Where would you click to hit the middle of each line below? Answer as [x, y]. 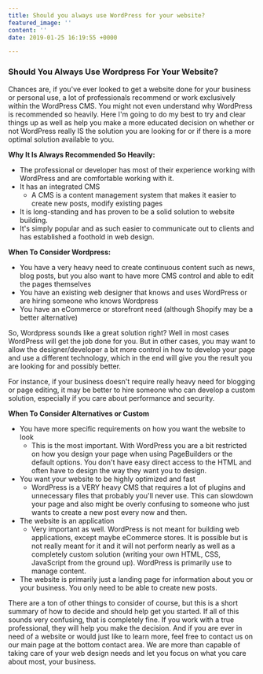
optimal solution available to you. [61, 139]
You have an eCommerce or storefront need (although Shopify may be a [136, 309]
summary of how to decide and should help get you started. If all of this [124, 611]
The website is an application [67, 520]
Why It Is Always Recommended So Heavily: [82, 154]
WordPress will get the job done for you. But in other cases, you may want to [132, 341]
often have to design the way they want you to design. [119, 470]
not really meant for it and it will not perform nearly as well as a [133, 546]
